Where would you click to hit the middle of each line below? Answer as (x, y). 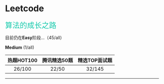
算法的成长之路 (31, 25)
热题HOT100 (22, 60)
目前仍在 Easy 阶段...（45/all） (35, 38)
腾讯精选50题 (58, 60)
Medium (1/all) (20, 47)
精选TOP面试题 (95, 60)
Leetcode (25, 9)
